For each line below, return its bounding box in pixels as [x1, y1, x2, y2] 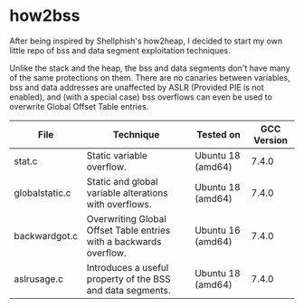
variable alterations [86, 187, 168, 199]
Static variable [86, 149, 147, 161]
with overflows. [86, 197, 152, 210]
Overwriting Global [86, 212, 167, 225]
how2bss [9, 5, 81, 26]
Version [252, 133, 288, 146]
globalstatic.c [14, 187, 71, 199]
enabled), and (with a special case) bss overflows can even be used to [9, 91, 273, 102]
